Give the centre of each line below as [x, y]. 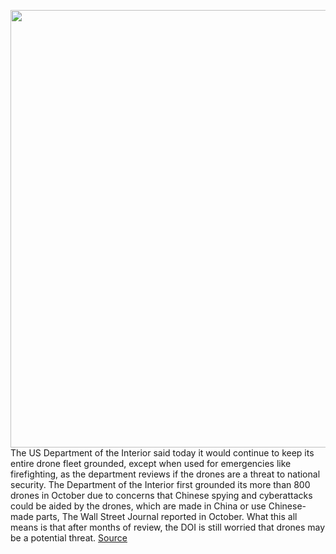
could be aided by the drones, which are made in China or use [138, 506]
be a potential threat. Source [69, 538]
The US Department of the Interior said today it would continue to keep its [162, 453]
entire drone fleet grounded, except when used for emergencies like [151, 463]
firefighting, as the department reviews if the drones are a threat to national [165, 474]
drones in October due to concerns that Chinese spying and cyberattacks [161, 495]
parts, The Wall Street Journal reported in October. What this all [166, 516]
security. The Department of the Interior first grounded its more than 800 [160, 484]
